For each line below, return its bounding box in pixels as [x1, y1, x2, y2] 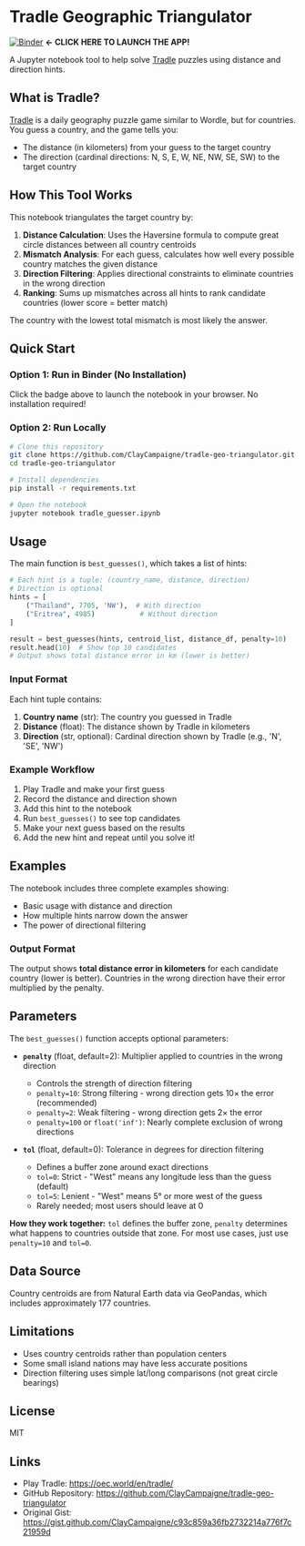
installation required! [9, 399, 86, 410]
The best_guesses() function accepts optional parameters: [9, 1032, 229, 1043]
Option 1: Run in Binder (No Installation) [9, 368, 187, 381]
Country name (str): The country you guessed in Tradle [22, 711, 232, 722]
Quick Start [9, 341, 76, 356]
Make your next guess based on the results [22, 822, 186, 833]
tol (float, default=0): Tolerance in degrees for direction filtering [22, 1144, 264, 1154]
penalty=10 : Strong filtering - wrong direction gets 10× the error [36, 1087, 275, 1098]
